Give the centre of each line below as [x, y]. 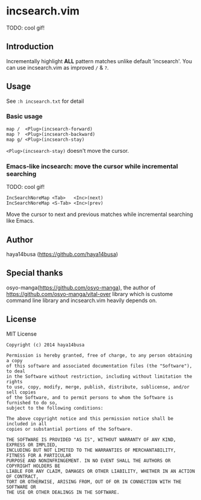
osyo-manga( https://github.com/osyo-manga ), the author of [81, 288]
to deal [16, 371]
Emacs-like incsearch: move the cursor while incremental [92, 166]
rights [14, 381]
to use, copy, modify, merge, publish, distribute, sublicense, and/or [98, 387]
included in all [26, 424]
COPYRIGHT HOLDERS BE [33, 466]
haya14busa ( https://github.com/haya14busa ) [62, 254]
